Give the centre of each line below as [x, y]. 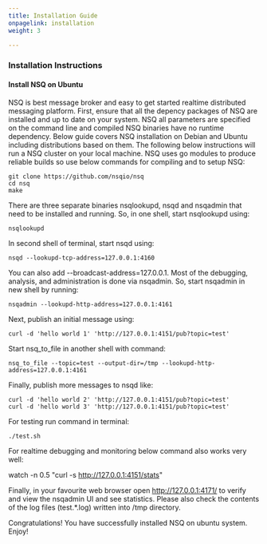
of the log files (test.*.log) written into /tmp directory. [94, 507]
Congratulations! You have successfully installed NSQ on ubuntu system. [128, 522]
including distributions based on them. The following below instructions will [132, 145]
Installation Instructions [55, 66]
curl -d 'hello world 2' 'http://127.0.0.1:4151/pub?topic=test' [119, 399]
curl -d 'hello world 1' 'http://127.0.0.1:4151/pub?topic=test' [119, 334]
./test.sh [25, 436]
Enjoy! [19, 531]
